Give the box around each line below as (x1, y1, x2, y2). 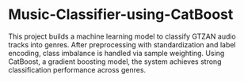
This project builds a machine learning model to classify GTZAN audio (8, 32, 236, 41)
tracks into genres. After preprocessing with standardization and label (8, 39, 236, 49)
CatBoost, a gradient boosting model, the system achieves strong (8, 57, 222, 66)
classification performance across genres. (8, 65, 147, 74)
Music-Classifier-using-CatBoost (8, 6, 234, 24)
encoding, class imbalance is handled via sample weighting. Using (8, 48, 225, 58)
